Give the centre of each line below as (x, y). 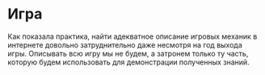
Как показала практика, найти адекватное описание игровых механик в (132, 36)
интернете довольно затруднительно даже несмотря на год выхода (125, 44)
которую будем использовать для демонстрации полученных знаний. (128, 62)
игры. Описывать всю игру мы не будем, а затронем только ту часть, (128, 53)
